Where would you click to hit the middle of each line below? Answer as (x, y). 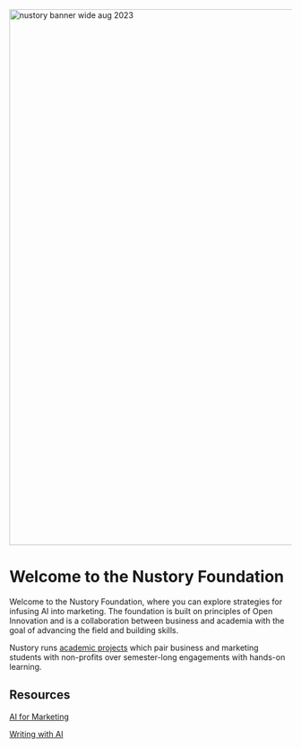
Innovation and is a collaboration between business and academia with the (147, 620)
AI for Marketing (39, 717)
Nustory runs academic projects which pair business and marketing (134, 647)
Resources (40, 695)
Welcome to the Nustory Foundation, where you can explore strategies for (146, 602)
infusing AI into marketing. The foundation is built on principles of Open (141, 611)
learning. (26, 666)
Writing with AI (36, 734)
